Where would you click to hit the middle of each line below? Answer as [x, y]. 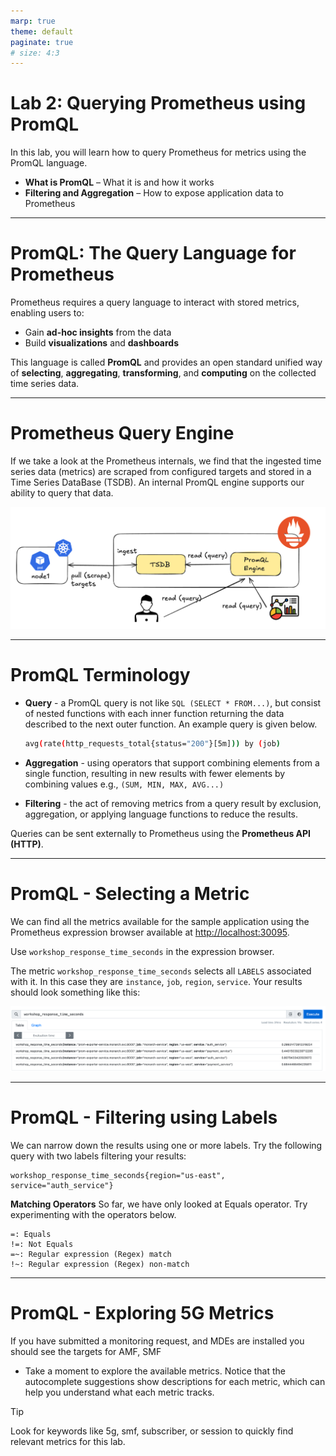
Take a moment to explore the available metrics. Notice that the [155, 1371]
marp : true [33, 21]
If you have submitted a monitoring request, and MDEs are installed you [157, 1341]
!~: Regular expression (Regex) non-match [100, 1264]
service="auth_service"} [62, 1185]
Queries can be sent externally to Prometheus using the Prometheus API [160, 833]
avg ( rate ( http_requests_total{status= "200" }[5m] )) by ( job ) [152, 744]
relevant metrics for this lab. [68, 1441]
